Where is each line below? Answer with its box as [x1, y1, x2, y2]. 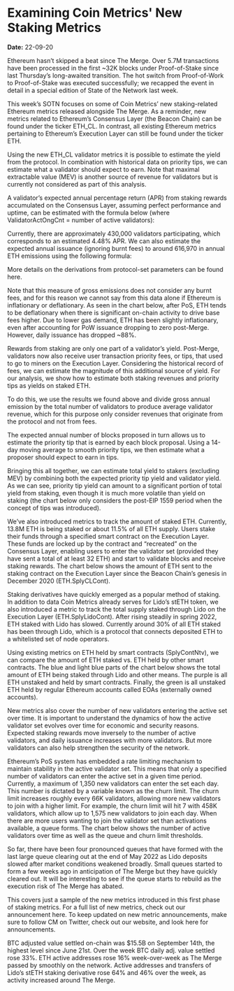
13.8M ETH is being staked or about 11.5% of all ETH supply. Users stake [7, 524, 216, 533]
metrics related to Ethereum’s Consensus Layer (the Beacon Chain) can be [7, 114, 222, 123]
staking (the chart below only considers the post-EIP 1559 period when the [7, 496, 222, 505]
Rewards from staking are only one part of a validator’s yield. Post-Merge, [7, 344, 220, 352]
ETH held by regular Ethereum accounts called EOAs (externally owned [7, 685, 212, 693]
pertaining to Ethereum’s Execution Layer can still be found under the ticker [7, 129, 224, 138]
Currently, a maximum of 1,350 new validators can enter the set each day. [7, 779, 219, 788]
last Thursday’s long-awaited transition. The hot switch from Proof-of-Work [7, 71, 224, 80]
